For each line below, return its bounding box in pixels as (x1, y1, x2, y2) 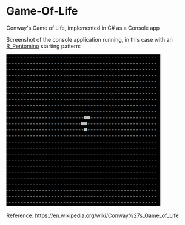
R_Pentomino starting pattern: (6, 42, 81, 50)
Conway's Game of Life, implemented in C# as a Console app (6, 24, 160, 31)
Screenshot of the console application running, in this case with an (6, 36, 173, 43)
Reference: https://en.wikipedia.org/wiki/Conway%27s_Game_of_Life (6, 212, 179, 219)
